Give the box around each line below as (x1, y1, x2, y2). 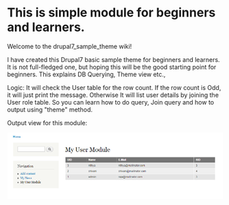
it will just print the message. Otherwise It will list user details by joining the (7, 91, 219, 99)
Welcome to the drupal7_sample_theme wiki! (7, 42, 132, 50)
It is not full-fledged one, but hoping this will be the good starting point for (7, 63, 217, 71)
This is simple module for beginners (7, 5, 216, 21)
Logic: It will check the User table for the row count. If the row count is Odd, (7, 83, 221, 91)
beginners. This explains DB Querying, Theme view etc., (7, 70, 166, 78)
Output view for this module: (7, 118, 88, 127)
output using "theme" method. (7, 105, 93, 114)
